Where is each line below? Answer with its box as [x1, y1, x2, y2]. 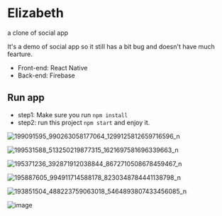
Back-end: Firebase [17, 71, 76, 80]
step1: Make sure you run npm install [17, 110, 128, 119]
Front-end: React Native [17, 63, 88, 72]
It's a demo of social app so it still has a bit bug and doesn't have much [7, 42, 215, 50]
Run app [7, 92, 45, 104]
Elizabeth [7, 5, 64, 21]
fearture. [7, 50, 33, 58]
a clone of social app [7, 28, 69, 37]
